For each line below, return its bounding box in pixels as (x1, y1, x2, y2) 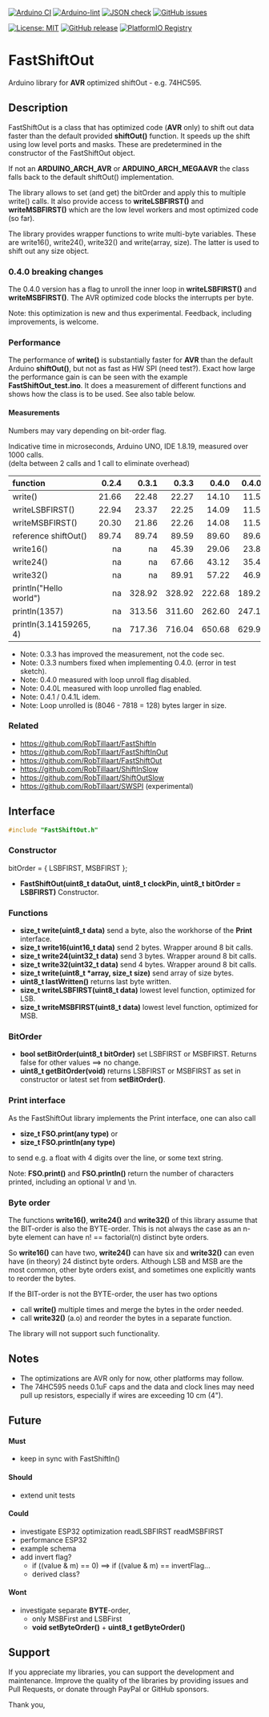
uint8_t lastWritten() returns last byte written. (19, 977, 172, 987)
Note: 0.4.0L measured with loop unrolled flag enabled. (19, 683, 203, 693)
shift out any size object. (8, 246, 90, 256)
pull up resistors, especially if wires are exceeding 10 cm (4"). (19, 1390, 223, 1400)
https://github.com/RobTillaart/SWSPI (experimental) (19, 781, 194, 791)
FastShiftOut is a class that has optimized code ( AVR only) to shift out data (8, 122, 255, 132)
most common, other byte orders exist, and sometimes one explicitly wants (8, 1265, 256, 1275)
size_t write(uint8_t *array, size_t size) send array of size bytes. (19, 968, 235, 978)
